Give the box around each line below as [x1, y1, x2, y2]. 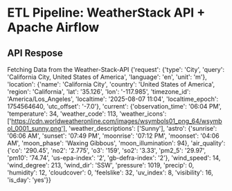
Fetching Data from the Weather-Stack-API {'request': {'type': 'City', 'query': [7, 66, 225, 73]
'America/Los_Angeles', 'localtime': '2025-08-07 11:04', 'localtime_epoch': [7, 95, 219, 103]
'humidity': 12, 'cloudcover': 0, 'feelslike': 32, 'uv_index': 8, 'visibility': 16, [7, 168, 213, 176]
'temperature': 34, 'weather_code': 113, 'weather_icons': [7, 109, 167, 118]
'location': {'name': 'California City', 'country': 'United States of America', [7, 80, 215, 88]
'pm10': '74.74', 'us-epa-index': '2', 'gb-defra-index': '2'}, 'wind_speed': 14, [7, 154, 221, 162]
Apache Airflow [7, 19, 100, 35]
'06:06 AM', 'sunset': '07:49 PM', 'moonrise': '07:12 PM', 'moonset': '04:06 [7, 131, 220, 140]
